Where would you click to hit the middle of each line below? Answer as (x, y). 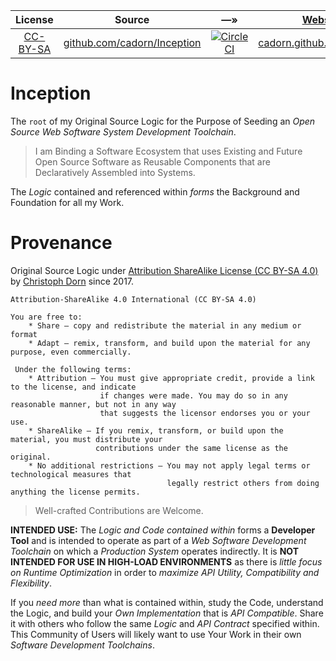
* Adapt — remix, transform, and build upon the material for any (169, 343)
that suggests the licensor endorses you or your (205, 413)
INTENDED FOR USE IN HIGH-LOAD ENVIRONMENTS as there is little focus (166, 561)
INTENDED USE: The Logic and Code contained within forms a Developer (163, 530)
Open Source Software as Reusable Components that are (152, 161)
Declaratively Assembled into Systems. (115, 172)
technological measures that (71, 474)
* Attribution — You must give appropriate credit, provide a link (171, 378)
